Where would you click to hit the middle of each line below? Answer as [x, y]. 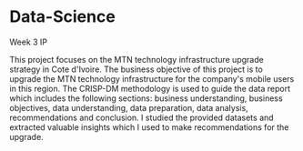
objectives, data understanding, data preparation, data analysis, [129, 107]
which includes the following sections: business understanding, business [146, 98]
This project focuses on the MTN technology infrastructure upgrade [136, 59]
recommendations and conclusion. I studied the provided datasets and [142, 117]
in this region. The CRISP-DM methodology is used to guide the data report [150, 88]
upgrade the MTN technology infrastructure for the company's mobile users [152, 78]
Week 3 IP [29, 42]
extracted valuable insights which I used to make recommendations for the [149, 127]
